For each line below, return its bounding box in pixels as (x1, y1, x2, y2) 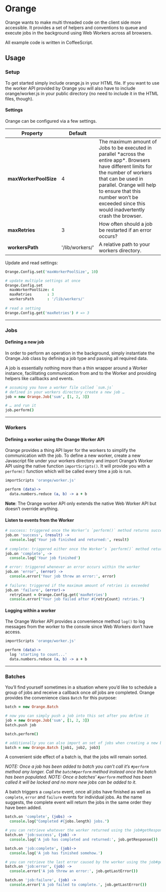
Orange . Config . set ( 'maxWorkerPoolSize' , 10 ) (5, 269, 98, 274)
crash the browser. (98, 212, 143, 219)
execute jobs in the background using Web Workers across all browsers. (5, 30, 153, 36)
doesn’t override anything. (5, 505, 59, 511)
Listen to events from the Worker (5, 517, 74, 523)
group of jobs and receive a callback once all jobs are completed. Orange (5, 690, 155, 695)
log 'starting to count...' (9, 652, 68, 657)
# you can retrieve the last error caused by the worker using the (5, 859, 147, 864)
